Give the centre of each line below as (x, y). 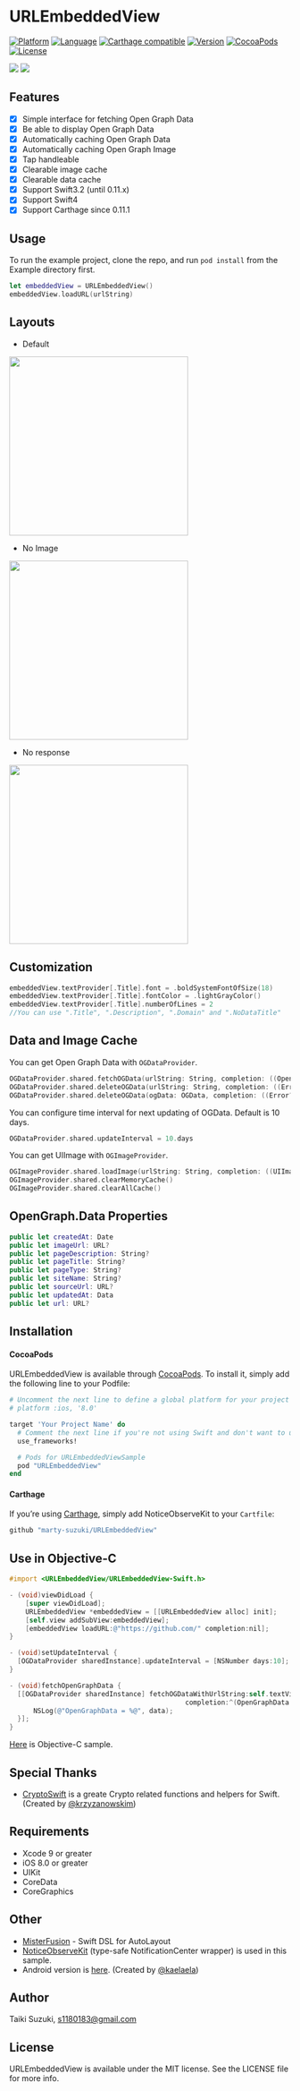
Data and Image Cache (74, 1041)
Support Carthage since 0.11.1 (76, 210)
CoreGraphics (48, 1891)
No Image (40, 548)
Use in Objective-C (63, 1558)
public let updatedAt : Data (62, 1295)
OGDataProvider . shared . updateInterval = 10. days (101, 1139)
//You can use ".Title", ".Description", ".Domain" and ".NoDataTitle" (145, 1013)
